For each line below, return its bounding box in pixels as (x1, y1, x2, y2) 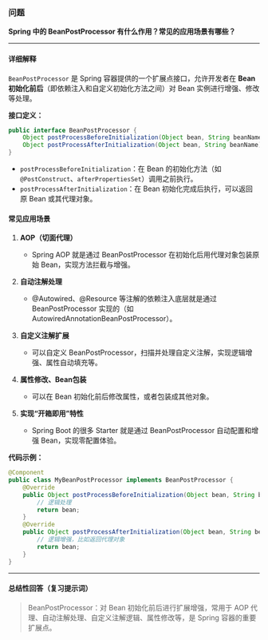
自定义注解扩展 (19, 331, 69, 340)
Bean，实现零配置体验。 (41, 435, 121, 445)
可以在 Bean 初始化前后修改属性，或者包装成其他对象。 (31, 392, 214, 401)
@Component (8, 469, 45, 477)
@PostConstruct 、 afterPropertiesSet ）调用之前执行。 (19, 174, 198, 183)
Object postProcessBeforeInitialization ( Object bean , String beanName (22, 133, 262, 141)
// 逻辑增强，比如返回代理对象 (37, 535, 125, 544)
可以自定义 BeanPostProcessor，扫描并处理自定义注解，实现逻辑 (31, 348, 246, 357)
